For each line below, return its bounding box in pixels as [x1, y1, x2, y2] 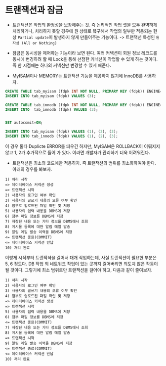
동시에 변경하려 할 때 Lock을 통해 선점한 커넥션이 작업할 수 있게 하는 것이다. [12, 56, 158, 62]
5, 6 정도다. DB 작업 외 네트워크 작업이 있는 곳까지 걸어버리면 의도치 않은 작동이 [5, 261, 158, 267]
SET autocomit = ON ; [5, 120, 43, 125]
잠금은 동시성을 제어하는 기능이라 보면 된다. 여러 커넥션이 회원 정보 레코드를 [12, 50, 158, 56]
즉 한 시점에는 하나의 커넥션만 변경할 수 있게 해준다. [12, 62, 111, 68]
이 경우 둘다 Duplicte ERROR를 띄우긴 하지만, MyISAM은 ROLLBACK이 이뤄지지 [5, 143, 161, 149]
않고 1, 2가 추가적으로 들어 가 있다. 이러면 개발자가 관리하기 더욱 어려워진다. [5, 149, 150, 156]
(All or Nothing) [21, 41, 57, 46]
